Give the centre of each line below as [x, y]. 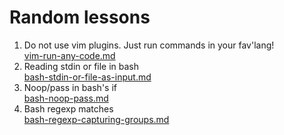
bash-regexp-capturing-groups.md [96, 119]
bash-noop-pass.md [66, 98]
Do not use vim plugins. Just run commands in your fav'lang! [149, 45]
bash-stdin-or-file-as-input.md [87, 77]
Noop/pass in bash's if [70, 87]
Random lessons [80, 17]
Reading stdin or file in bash [81, 66]
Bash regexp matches [68, 108]
